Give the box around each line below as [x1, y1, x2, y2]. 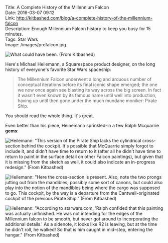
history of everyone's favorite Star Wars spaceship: [5, 66, 111, 72]
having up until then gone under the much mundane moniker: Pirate [17, 98, 157, 104]
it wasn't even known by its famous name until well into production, [17, 93, 156, 98]
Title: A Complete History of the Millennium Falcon [5, 5, 109, 10]
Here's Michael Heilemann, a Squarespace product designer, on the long [5, 61, 155, 67]
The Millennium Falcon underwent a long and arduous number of [17, 76, 152, 82]
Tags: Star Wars [5, 36, 39, 42]
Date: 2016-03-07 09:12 [5, 10, 55, 16]
